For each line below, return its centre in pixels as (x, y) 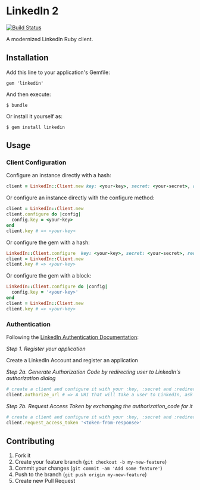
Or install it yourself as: (34, 116)
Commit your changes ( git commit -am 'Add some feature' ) (88, 468)
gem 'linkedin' (25, 83)
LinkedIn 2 (32, 11)
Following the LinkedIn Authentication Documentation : (72, 337)
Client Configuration (36, 162)
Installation (27, 58)
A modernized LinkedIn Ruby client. (50, 39)
